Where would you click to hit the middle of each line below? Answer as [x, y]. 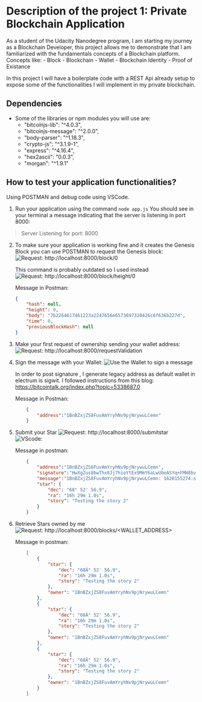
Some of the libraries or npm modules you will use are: [83, 118]
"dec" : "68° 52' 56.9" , [77, 490]
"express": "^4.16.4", [49, 150]
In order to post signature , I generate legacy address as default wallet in [105, 374]
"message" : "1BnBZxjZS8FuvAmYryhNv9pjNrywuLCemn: [99, 478]
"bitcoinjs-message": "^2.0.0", [62, 131]
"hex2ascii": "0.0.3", [49, 157]
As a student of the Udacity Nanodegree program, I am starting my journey [99, 41]
